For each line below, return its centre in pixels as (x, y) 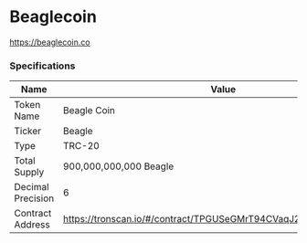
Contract (33, 214)
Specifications (42, 66)
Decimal (32, 187)
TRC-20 (81, 146)
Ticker (28, 132)
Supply (29, 173)
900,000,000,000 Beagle (118, 166)
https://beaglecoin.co (50, 42)
